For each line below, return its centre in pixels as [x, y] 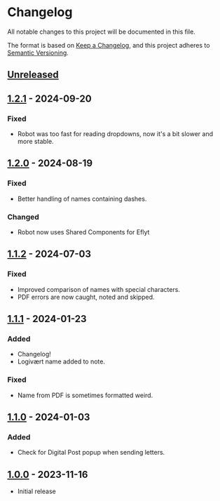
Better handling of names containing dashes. [82, 199]
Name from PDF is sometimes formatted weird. [85, 395]
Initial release [36, 491]
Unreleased [33, 75]
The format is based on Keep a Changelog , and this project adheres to [109, 45]
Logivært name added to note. [61, 361]
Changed [23, 217]
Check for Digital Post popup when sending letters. [91, 453]
